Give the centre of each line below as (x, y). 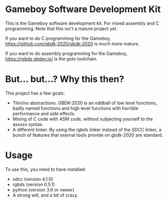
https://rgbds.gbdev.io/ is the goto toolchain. (52, 58)
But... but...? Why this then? (65, 79)
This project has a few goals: (35, 93)
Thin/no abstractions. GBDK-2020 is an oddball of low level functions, (85, 103)
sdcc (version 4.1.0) (33, 179)
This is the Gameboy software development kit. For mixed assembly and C (82, 23)
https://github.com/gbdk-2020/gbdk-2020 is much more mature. (72, 43)
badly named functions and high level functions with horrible (75, 108)
